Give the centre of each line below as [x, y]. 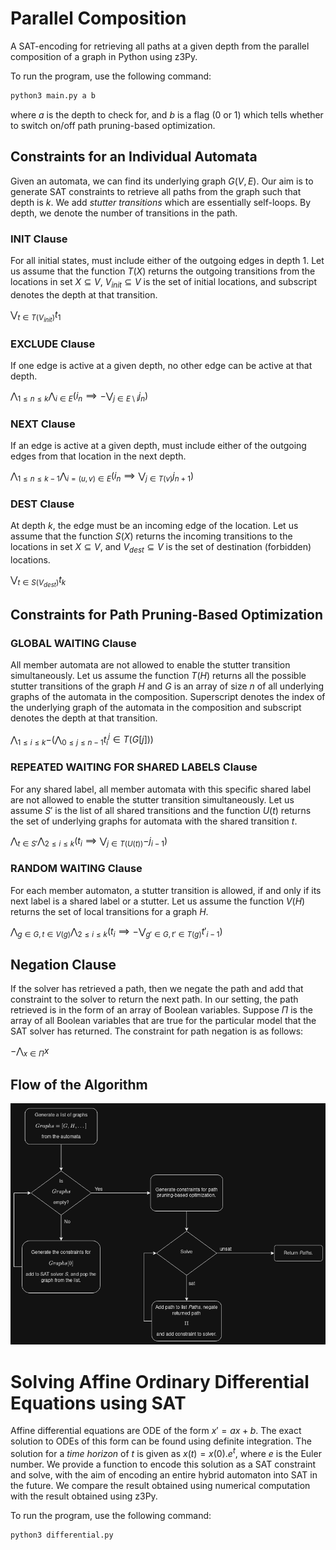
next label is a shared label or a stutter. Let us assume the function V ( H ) [158, 901]
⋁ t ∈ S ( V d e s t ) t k [38, 581]
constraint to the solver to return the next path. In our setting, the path [154, 999]
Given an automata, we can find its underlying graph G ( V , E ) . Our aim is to [162, 181]
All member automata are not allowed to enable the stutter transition [150, 664]
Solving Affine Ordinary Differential [160, 1381]
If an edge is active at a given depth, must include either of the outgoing [158, 446]
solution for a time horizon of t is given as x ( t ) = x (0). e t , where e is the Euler [166, 1452]
